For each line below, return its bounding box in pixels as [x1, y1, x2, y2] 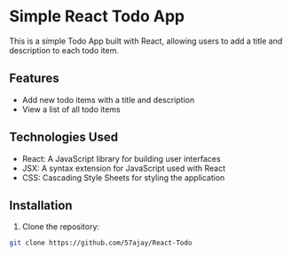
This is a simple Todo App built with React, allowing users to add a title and [9, 36, 283, 46]
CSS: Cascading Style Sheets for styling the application [21, 172, 225, 183]
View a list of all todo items [21, 104, 122, 115]
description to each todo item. [9, 44, 120, 55]
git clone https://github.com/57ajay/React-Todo [9, 238, 193, 248]
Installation [9, 197, 73, 212]
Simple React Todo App [9, 6, 185, 27]
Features [9, 71, 59, 86]
